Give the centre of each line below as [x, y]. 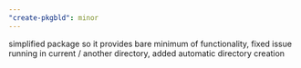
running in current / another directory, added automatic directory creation [146, 53]
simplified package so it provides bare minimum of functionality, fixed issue [150, 44]
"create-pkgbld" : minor [54, 18]
